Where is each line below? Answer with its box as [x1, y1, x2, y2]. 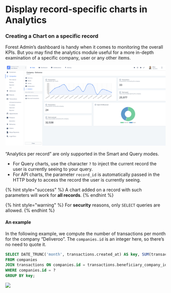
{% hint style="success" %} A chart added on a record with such [5, 187, 142, 193]
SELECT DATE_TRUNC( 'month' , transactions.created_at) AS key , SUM [5, 252, 149, 257]
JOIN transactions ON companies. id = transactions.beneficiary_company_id [5, 262, 167, 268]
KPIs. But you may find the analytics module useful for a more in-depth [5, 49, 154, 55]
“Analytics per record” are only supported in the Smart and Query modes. [5, 151, 159, 157]
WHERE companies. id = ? [5, 268, 56, 273]
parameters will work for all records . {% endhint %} [5, 192, 114, 198]
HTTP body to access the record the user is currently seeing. [12, 177, 141, 183]
